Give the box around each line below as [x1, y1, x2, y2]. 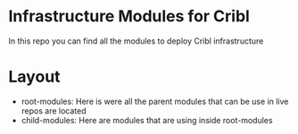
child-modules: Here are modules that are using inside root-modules [21, 114, 273, 125]
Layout [8, 67, 61, 87]
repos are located [21, 105, 87, 116]
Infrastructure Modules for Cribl [8, 6, 251, 27]
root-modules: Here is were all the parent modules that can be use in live [21, 96, 289, 106]
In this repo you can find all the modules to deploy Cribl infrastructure [8, 35, 264, 46]
